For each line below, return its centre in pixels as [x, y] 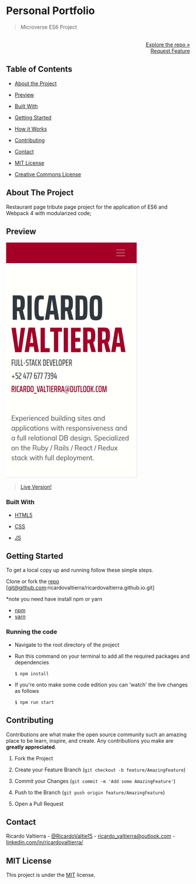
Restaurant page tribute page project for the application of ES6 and [87, 207]
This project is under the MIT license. [51, 875]
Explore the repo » [168, 45]
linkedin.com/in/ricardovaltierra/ [45, 842]
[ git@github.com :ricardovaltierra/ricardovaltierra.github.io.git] [80, 588]
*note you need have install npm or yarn [54, 599]
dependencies [32, 662]
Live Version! [36, 487]
